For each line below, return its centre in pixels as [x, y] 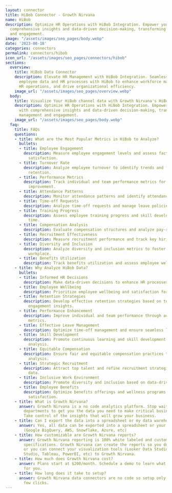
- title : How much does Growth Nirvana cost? [64, 459]
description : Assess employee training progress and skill [88, 215]
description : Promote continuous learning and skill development [95, 339]
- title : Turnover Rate [44, 163]
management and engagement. [49, 115]
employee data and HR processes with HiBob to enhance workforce [90, 82]
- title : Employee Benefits [49, 387]
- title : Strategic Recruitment [53, 363]
